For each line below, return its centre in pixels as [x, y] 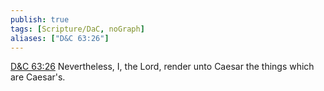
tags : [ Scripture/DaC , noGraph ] [77, 29]
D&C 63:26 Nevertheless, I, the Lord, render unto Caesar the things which [162, 67]
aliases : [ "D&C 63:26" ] [60, 38]
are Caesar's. [38, 77]
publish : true [40, 19]
